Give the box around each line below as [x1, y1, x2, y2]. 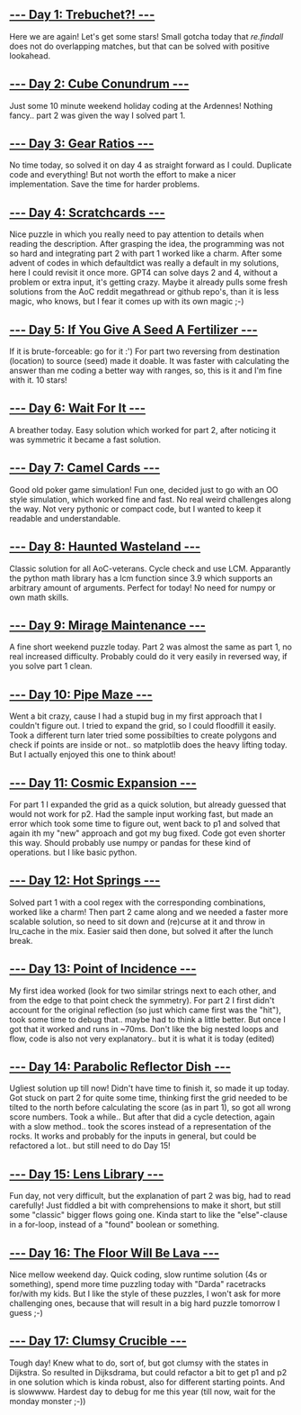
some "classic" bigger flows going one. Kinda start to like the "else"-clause [9, 1210, 288, 1220]
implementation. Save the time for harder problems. [9, 179, 200, 190]
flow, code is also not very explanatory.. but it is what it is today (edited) [9, 1033, 276, 1044]
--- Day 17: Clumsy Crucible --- [9, 1333, 187, 1349]
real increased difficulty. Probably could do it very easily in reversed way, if [9, 651, 288, 662]
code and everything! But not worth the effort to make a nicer [9, 169, 236, 180]
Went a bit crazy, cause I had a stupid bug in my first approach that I [9, 711, 262, 721]
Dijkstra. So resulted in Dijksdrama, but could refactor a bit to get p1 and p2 [9, 1366, 288, 1377]
